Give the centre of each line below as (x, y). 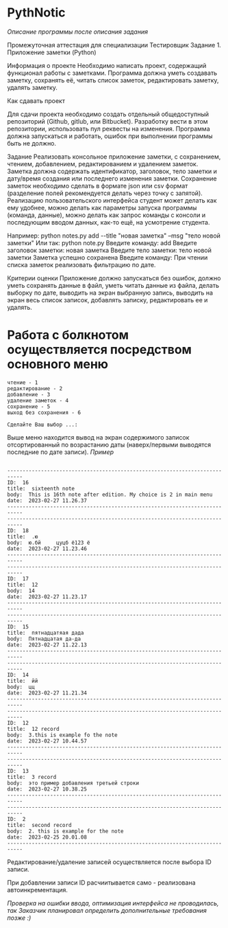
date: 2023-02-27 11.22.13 (47, 645)
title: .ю (23, 536)
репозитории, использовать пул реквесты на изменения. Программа (109, 128)
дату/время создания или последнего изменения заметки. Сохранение (112, 178)
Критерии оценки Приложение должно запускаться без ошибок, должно (114, 278)
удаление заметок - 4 (38, 400)
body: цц (21, 687)
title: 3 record (32, 777)
